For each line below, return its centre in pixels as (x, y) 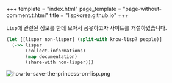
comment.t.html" (27, 15)
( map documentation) (52, 56)
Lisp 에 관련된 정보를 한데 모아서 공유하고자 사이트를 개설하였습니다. (87, 28)
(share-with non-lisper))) (60, 62)
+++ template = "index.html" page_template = (64, 9)
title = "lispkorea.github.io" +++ (89, 15)
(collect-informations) (56, 51)
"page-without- (142, 9)
